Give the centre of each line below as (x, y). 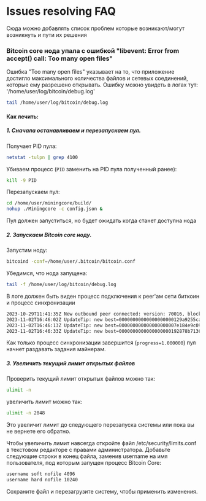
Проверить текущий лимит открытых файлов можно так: (81, 379)
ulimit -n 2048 (26, 413)
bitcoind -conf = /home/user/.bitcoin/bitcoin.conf (71, 262)
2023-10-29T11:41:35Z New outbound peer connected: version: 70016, (96, 314)
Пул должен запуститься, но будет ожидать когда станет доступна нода (101, 221)
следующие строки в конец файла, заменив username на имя (87, 456)
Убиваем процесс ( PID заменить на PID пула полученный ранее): (92, 169)
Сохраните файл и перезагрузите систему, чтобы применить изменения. (102, 491)
